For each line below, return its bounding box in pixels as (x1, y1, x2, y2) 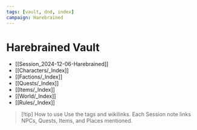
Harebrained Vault (6, 41, 100, 54)
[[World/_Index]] (15, 93, 56, 100)
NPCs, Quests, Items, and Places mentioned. (21, 117, 133, 125)
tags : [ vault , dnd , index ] (6, 8, 74, 15)
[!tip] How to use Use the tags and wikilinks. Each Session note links (21, 111, 192, 118)
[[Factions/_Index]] (15, 73, 63, 80)
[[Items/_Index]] (15, 86, 56, 94)
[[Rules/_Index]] (15, 99, 56, 106)
